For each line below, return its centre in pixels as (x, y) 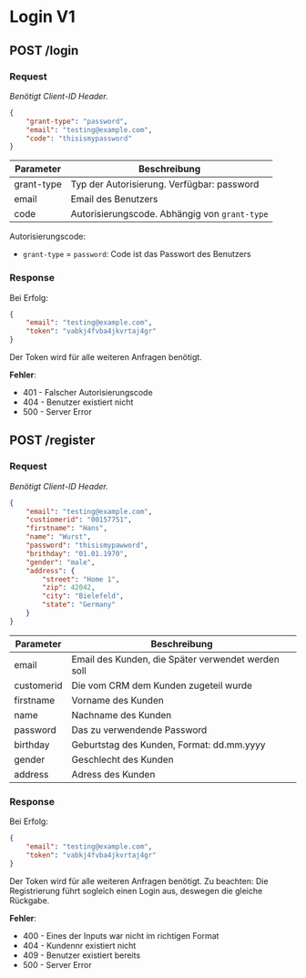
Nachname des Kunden (122, 715)
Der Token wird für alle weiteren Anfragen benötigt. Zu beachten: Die (139, 880)
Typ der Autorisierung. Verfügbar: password (165, 184)
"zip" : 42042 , (69, 588)
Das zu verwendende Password (139, 729)
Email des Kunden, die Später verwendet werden (175, 659)
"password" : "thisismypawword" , (87, 546)
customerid (38, 685)
